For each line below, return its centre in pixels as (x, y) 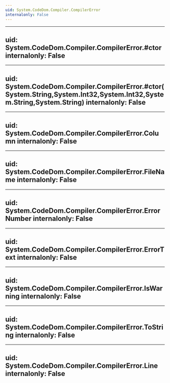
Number (18, 219)
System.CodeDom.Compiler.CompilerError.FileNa (85, 172)
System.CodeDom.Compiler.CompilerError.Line (82, 366)
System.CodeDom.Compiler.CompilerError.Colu (82, 133)
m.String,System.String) (45, 102)
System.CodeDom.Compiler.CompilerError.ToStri (84, 327)
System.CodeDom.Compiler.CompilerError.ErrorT (85, 249)
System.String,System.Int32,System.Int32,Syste (85, 94)
